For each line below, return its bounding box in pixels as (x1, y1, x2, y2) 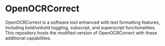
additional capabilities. (5, 35, 51, 41)
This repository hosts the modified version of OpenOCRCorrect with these (5, 30, 158, 36)
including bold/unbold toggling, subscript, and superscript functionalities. (5, 24, 156, 30)
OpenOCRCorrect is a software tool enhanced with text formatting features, (5, 19, 161, 25)
